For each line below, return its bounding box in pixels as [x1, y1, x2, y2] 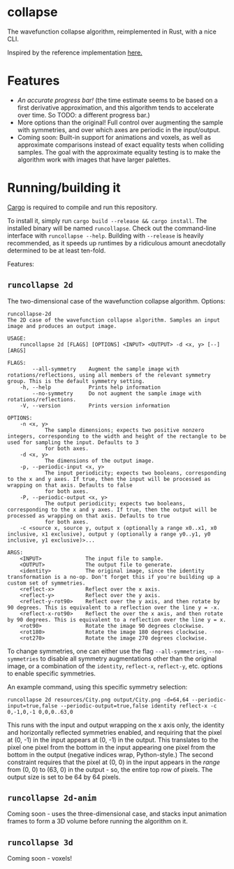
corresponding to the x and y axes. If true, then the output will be [7, 506, 217, 513]
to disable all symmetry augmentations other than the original [40, 654, 217, 663]
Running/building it [7, 180, 121, 196]
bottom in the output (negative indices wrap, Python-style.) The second [7, 750, 214, 759]
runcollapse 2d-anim [7, 793, 97, 803]
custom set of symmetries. [7, 580, 86, 587]
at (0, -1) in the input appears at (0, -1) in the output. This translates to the [7, 735, 219, 744]
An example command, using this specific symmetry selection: [7, 682, 188, 691]
